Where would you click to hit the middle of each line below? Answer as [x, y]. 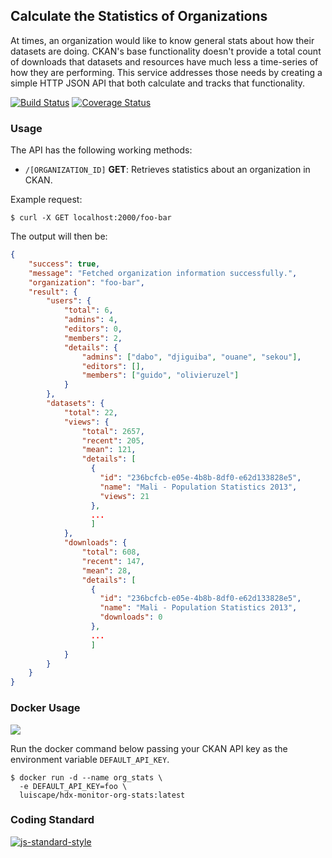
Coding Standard [52, 820]
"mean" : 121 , [109, 450]
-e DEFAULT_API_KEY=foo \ [73, 786]
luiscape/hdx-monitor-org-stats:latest [102, 795]
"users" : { [69, 301]
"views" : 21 [124, 496]
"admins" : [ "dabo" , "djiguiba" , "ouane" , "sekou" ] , [191, 357]
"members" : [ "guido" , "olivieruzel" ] [160, 375]
